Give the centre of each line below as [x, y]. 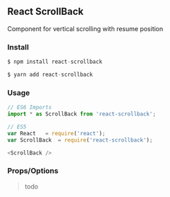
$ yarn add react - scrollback [50, 74]
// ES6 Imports [30, 108]
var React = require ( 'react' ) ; [56, 133]
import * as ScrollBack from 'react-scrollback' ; [82, 114]
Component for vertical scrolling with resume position [85, 28]
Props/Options [33, 171]
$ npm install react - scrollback [55, 62]
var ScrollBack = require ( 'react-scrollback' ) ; [80, 140]
